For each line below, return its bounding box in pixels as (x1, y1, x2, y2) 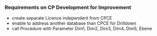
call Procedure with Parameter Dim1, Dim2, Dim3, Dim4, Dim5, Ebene (11, 26, 152, 32)
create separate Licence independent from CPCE (11, 15, 112, 21)
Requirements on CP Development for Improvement (4, 4, 132, 11)
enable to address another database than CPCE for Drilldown (11, 20, 137, 26)
